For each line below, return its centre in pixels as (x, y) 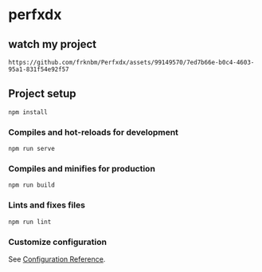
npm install (28, 112)
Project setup (43, 94)
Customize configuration (58, 242)
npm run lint (30, 222)
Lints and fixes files (47, 205)
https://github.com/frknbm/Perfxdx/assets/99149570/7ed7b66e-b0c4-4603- (131, 62)
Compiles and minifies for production (82, 169)
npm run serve (32, 149)
